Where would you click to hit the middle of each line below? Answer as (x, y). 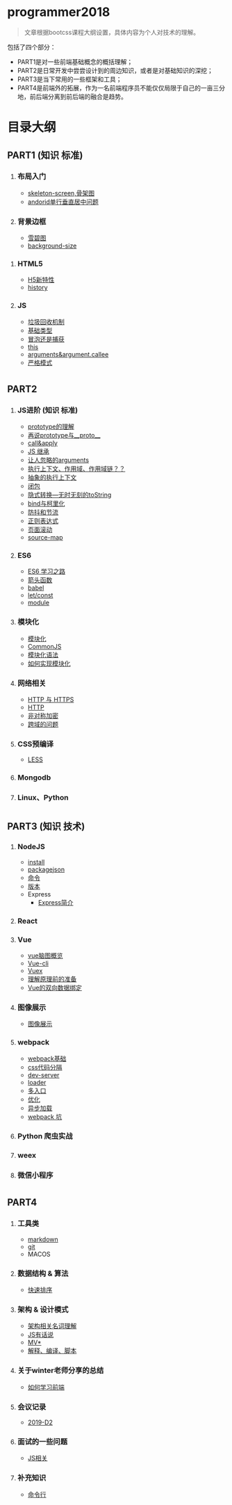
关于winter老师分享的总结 (60, 1371)
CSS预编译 (35, 744)
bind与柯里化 (46, 504)
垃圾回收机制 (46, 321)
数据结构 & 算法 (43, 1273)
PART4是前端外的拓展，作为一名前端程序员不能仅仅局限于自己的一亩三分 (121, 88)
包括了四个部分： (32, 47)
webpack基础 (47, 1059)
